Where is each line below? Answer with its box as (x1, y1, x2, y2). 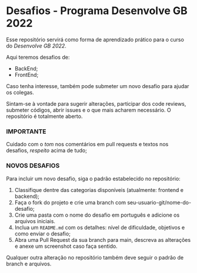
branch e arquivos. (6, 260, 52, 267)
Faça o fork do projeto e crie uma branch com (14, 198, 126, 206)
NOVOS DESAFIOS (6, 161, 60, 170)
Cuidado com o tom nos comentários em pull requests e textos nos (6, 141, 169, 148)
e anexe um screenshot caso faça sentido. (14, 242, 118, 250)
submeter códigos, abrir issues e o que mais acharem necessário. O (6, 106, 172, 113)
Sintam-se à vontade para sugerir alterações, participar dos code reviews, (6, 100, 186, 107)
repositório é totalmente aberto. (6, 113, 83, 120)
